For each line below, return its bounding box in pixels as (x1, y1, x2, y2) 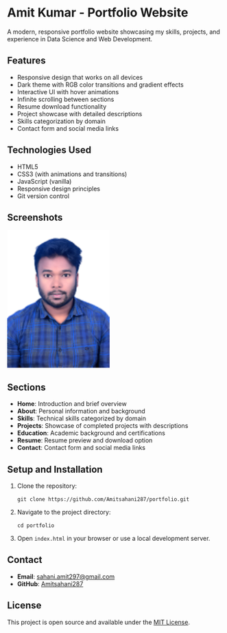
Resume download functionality (16, 102, 107, 111)
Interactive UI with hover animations (16, 87, 119, 96)
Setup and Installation (7, 463, 103, 475)
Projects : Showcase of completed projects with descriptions (16, 422, 189, 430)
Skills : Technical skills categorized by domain (16, 414, 146, 422)
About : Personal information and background (16, 407, 145, 416)
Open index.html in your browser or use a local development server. (16, 535, 211, 542)
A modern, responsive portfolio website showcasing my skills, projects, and (7, 28, 221, 36)
